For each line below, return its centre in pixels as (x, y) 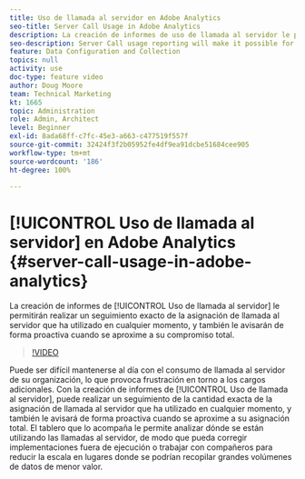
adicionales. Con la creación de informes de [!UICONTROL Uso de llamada (149, 389)
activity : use (36, 69)
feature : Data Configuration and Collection (95, 52)
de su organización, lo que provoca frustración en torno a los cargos (138, 380)
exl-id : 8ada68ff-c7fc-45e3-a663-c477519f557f (99, 136)
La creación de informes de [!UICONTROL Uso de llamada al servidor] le (144, 306)
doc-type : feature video (56, 77)
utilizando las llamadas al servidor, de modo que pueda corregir (128, 438)
